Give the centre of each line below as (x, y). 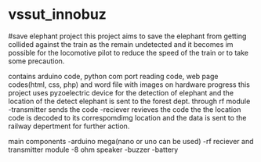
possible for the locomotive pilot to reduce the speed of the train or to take (129, 52)
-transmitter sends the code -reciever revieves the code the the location (125, 109)
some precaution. (36, 61)
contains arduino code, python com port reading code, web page (113, 76)
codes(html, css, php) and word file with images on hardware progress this (129, 85)
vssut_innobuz (58, 14)
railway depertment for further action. (69, 126)
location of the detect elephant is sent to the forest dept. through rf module (129, 101)
